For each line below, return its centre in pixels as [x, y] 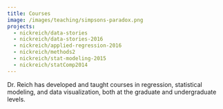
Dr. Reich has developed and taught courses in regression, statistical [105, 84]
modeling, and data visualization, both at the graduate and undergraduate [112, 92]
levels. [16, 99]
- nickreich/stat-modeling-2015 [60, 59]
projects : [21, 26]
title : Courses [29, 13]
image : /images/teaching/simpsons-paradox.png [75, 20]
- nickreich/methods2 [45, 52]
